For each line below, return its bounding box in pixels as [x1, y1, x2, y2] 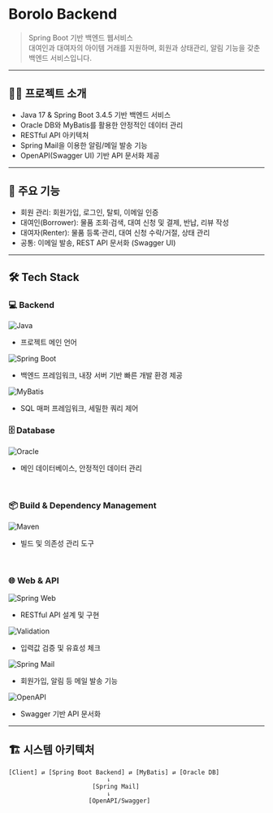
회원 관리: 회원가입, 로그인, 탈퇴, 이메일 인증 [19, 207, 159, 217]
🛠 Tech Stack [8, 270, 80, 284]
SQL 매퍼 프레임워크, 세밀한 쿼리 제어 [19, 404, 139, 413]
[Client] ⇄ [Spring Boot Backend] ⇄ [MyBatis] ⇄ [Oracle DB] [8, 768, 220, 776]
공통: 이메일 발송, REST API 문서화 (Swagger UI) [19, 237, 176, 248]
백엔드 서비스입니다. [28, 53, 92, 63]
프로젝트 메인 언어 [19, 338, 77, 348]
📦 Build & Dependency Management [8, 500, 157, 512]
